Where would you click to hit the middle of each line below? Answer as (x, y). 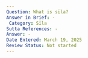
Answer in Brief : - (31, 18)
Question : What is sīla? (37, 12)
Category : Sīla (28, 23)
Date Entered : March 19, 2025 (44, 40)
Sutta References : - (32, 29)
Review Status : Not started (42, 46)
